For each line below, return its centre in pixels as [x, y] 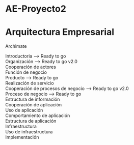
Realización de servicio [30, 83]
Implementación [22, 137]
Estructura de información [33, 99]
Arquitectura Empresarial [60, 32]
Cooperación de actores [31, 67]
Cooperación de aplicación [34, 105]
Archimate [16, 46]
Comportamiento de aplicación [38, 115]
